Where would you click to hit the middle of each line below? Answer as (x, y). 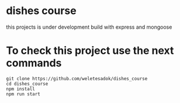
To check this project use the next (90, 51)
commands (34, 63)
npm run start (23, 94)
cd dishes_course (27, 84)
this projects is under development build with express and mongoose (89, 27)
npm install (20, 89)
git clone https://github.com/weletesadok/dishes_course (77, 78)
